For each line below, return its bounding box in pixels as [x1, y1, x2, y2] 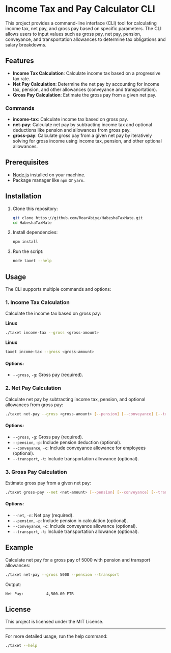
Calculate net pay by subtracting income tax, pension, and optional [5, 396, 146, 402]
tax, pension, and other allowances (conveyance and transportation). [12, 86, 158, 92]
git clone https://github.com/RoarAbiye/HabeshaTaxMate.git [12, 215, 143, 220]
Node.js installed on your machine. [12, 172, 85, 178]
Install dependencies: [12, 229, 58, 236]
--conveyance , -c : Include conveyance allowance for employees [12, 445, 146, 451]
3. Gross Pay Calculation [5, 468, 67, 475]
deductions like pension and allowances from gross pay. [12, 127, 131, 133]
